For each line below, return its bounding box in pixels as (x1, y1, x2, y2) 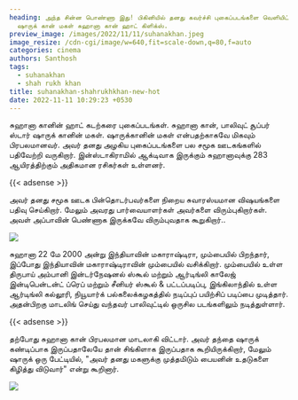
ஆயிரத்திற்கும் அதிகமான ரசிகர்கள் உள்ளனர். (9, 160, 166, 170)
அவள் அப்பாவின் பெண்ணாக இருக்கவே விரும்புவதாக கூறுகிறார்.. (9, 215, 226, 225)
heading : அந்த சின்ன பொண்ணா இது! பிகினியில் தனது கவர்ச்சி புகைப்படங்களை (9, 12, 259, 22)
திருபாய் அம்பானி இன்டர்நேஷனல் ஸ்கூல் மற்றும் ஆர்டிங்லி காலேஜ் (9, 269, 237, 279)
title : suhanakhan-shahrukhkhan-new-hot (9, 87, 161, 96)
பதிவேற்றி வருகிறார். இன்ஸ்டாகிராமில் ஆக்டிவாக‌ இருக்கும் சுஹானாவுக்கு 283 (9, 150, 268, 161)
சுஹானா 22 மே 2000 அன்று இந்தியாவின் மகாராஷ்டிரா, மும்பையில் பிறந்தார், (9, 249, 271, 260)
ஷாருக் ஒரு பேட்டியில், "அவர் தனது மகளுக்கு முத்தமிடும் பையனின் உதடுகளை (9, 354, 269, 365)
